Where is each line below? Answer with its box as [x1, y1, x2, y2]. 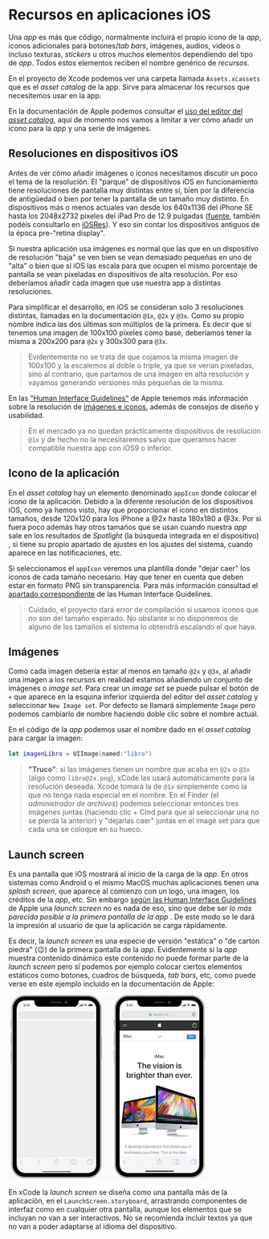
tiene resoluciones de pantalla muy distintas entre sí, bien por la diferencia [8, 185, 255, 195]
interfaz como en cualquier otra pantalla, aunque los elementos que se [8, 1204, 243, 1214]
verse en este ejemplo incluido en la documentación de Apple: [8, 979, 214, 988]
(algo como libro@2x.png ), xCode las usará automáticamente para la [27, 773, 255, 783]
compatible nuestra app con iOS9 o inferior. [27, 443, 173, 453]
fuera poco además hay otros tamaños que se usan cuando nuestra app [8, 522, 247, 532]
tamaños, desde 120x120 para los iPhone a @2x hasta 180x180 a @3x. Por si [8, 513, 262, 523]
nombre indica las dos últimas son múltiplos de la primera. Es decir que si [8, 319, 251, 329]
